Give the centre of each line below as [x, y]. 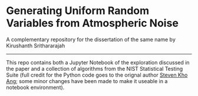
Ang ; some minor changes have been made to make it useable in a [87, 81]
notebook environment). [35, 87]
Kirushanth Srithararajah [36, 46]
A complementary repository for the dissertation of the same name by [91, 39]
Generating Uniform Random [78, 11]
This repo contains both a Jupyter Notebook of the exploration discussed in [98, 62]
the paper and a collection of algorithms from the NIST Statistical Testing [95, 68]
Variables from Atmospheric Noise [92, 23]
